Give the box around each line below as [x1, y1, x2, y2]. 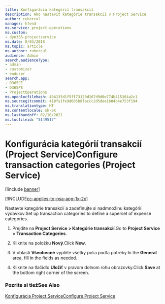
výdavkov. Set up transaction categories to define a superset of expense [5, 210, 152, 216]
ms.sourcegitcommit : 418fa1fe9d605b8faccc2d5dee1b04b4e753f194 [5, 99, 138, 104]
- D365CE [5, 80, 23, 85]
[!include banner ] [5, 186, 40, 192]
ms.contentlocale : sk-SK [5, 108, 56, 113]
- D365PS [5, 85, 23, 90]
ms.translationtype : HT [5, 103, 54, 108]
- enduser [5, 71, 26, 76]
